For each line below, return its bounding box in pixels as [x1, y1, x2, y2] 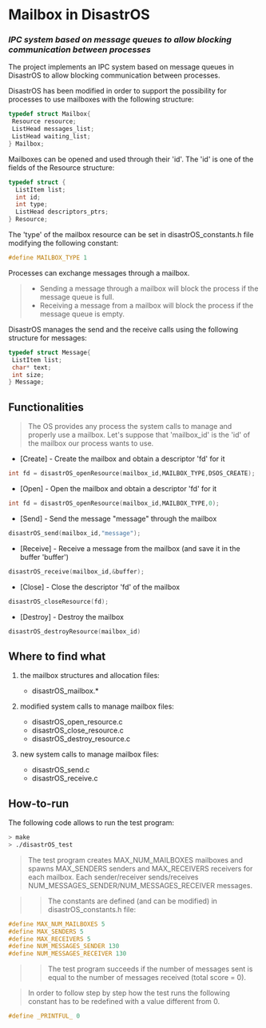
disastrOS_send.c [31, 765, 90, 775]
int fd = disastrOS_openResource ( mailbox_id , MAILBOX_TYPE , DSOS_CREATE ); [8, 470, 256, 478]
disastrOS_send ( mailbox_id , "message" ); [8, 529, 141, 537]
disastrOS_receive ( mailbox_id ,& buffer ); [8, 567, 145, 576]
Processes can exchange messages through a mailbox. [8, 268, 190, 277]
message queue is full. [39, 292, 114, 301]
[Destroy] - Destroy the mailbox [19, 612, 124, 621]
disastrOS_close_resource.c [31, 725, 124, 736]
